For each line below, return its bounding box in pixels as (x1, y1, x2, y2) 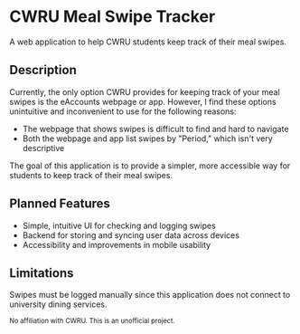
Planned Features (9, 196, 111, 212)
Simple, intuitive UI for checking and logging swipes (22, 220, 217, 231)
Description (9, 62, 77, 78)
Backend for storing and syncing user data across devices (22, 229, 239, 241)
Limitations (9, 265, 74, 281)
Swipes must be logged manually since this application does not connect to (9, 290, 291, 301)
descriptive (22, 142, 65, 153)
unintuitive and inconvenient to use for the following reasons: (9, 106, 237, 117)
